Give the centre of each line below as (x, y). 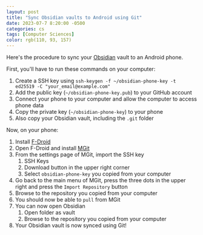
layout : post (23, 12)
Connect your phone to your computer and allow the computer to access (106, 99)
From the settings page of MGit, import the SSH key (79, 154)
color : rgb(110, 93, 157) (39, 40)
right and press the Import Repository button (72, 187)
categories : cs (25, 29)
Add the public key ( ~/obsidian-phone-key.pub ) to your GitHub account (103, 92)
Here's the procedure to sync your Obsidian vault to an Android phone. (95, 57)
